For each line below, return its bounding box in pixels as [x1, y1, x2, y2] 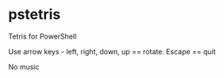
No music [8, 61, 40, 72]
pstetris [8, 6, 61, 24]
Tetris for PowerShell [8, 32, 77, 41]
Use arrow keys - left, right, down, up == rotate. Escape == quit [8, 46, 216, 56]
